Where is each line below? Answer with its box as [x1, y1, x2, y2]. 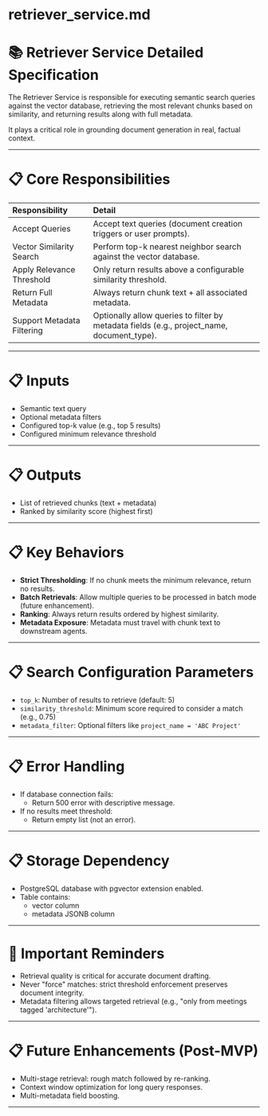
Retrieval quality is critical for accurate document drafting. [19, 971, 211, 980]
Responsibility [12, 205, 68, 216]
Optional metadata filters [19, 413, 102, 421]
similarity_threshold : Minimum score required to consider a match [19, 703, 243, 713]
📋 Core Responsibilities [8, 170, 171, 188]
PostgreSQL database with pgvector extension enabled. [19, 884, 203, 893]
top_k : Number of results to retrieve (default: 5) [19, 695, 175, 704]
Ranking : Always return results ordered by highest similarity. [19, 609, 219, 619]
